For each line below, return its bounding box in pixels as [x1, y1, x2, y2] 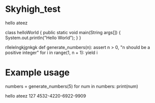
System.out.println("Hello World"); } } [5, 35, 81, 41]
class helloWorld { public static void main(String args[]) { [5, 29, 121, 35]
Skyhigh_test [5, 3, 61, 15]
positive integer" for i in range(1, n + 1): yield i [5, 50, 98, 55]
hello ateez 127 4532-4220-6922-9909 [5, 93, 86, 99]
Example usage [5, 67, 70, 78]
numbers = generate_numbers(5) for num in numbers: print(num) [5, 83, 138, 89]
